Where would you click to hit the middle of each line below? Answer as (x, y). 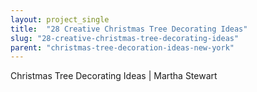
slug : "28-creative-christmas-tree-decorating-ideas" (125, 38)
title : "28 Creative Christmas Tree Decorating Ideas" (129, 29)
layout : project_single (60, 19)
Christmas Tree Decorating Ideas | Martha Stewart (114, 76)
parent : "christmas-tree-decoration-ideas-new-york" (122, 47)
